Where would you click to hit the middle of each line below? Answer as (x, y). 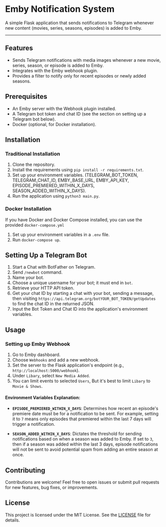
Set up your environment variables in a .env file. (61, 234)
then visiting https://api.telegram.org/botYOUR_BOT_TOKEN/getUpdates (84, 299)
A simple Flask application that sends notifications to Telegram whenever (80, 23)
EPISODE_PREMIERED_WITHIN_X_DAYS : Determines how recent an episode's (85, 408)
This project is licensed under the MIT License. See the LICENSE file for (78, 515)
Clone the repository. (34, 164)
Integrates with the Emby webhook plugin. (55, 71)
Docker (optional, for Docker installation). (54, 124)
